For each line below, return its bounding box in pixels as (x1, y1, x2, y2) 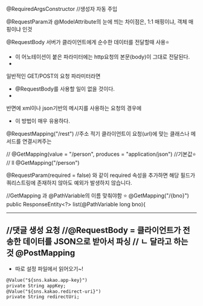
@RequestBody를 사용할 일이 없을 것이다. (14, 85, 115, 92)
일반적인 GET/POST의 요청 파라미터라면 (6, 72, 101, 80)
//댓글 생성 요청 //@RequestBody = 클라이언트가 (6, 225, 181, 235)
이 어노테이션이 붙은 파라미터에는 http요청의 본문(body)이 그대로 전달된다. (14, 53, 190, 60)
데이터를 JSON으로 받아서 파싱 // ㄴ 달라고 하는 (22, 237, 188, 247)
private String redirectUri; (6, 294, 80, 300)
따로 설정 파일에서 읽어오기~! (14, 265, 83, 272)
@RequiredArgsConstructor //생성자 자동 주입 (6, 5, 118, 12)
